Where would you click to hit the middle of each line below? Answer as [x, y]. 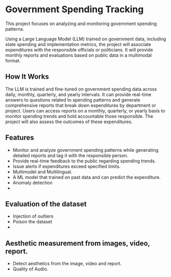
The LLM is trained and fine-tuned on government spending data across [81, 89]
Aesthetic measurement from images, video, [78, 243]
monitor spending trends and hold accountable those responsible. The [79, 116]
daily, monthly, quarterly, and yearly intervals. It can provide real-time [78, 94]
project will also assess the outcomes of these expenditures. [69, 122]
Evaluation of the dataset [46, 204]
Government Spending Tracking [75, 9]
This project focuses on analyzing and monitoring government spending [81, 24]
